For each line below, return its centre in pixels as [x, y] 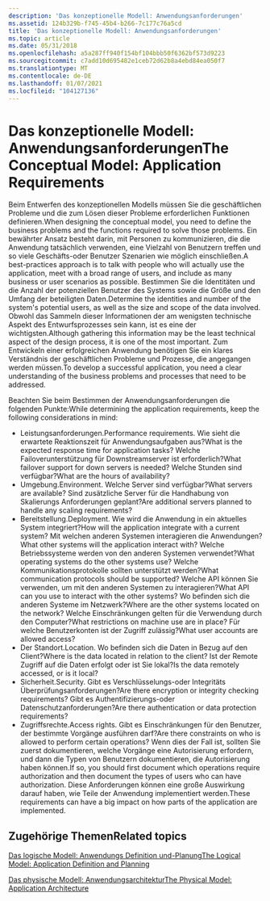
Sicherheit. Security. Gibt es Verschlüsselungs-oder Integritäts [123, 682]
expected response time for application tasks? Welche [110, 450]
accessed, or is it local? [59, 673]
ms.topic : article [39, 38]
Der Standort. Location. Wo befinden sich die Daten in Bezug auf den [134, 647]
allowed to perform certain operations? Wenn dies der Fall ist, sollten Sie [140, 742]
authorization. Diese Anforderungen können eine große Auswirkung [132, 785]
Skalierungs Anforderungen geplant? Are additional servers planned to [136, 502]
